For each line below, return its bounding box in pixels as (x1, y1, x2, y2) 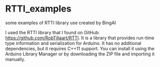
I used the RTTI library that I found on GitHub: (5, 29, 100, 35)
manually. (5, 56, 25, 62)
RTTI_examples (5, 3, 72, 15)
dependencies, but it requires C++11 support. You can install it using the (5, 45, 155, 51)
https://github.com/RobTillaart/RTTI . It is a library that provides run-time (5, 35, 155, 41)
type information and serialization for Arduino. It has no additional (5, 40, 141, 46)
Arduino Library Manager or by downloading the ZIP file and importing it (5, 51, 155, 57)
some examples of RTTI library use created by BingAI (5, 20, 116, 26)
